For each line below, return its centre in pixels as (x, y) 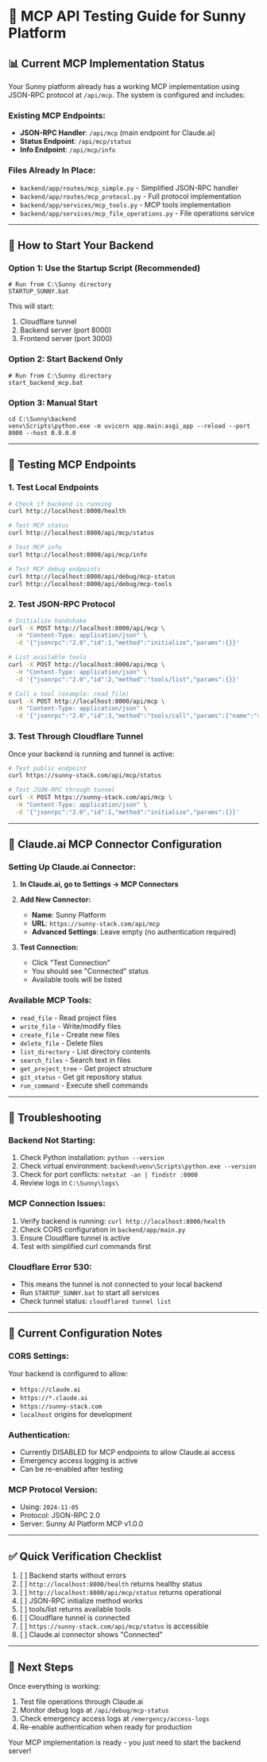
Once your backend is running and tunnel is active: (91, 754)
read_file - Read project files (68, 1018)
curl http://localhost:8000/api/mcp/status (81, 533)
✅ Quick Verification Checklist (85, 1556)
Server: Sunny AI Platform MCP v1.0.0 (81, 1524)
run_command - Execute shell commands (84, 1085)
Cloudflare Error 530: (50, 1267)
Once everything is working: (54, 1686)
